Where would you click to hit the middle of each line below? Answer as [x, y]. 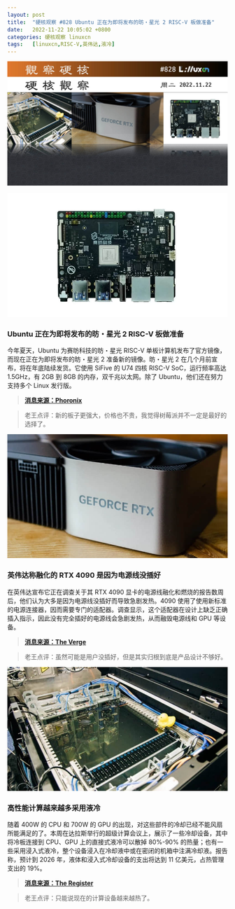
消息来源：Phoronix [53, 401]
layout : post [26, 15]
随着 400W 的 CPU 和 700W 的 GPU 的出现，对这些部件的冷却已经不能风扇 [115, 825]
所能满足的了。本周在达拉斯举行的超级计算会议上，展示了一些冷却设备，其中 [117, 833]
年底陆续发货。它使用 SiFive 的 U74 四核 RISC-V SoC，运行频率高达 [129, 368]
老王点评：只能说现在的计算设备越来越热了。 [89, 898]
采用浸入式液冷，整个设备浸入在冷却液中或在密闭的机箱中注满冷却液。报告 [120, 851]
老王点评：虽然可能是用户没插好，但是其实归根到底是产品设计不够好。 [126, 657]
